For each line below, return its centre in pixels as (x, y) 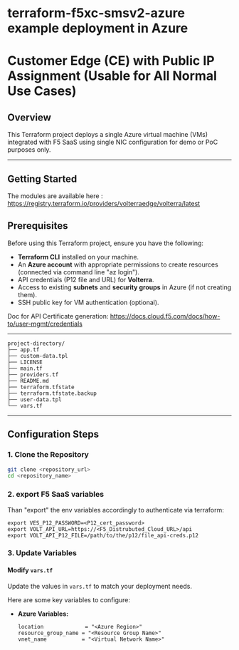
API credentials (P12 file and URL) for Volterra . (86, 279)
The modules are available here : (55, 196)
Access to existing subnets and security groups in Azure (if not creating (124, 287)
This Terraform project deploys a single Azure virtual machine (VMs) (108, 135)
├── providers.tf (33, 375)
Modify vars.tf (30, 570)
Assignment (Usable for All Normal (112, 76)
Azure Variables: (43, 614)
